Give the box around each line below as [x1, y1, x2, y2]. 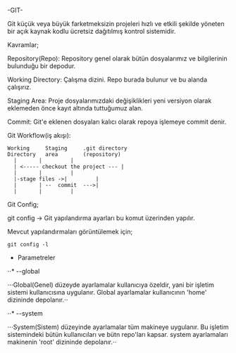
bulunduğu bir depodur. [7, 62, 76, 70]
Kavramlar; [7, 41, 39, 49]
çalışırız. [7, 83, 32, 91]
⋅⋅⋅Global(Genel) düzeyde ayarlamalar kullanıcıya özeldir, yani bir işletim [7, 281, 215, 289]
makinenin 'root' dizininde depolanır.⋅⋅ [7, 338, 117, 346]
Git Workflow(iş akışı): [7, 131, 71, 139]
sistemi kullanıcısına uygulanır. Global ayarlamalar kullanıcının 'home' [7, 288, 207, 296]
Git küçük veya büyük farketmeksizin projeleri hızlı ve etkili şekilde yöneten [7, 20, 225, 27]
